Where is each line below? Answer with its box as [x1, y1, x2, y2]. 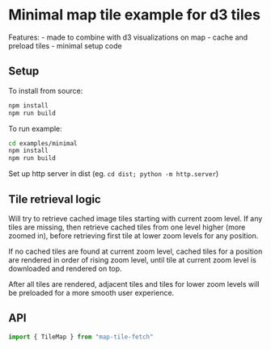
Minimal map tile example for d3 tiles [8, 6, 261, 24]
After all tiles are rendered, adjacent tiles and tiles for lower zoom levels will [8, 279, 260, 288]
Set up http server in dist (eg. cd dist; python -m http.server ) [8, 169, 219, 179]
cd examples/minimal [8, 139, 78, 147]
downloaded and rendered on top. [8, 263, 123, 273]
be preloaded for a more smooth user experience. [8, 288, 175, 297]
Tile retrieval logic [8, 192, 101, 206]
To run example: [8, 124, 62, 133]
